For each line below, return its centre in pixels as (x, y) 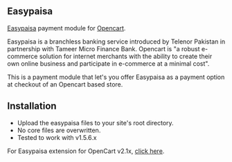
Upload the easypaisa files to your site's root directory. (96, 123)
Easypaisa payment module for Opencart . (66, 28)
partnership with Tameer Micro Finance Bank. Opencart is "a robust (104, 48)
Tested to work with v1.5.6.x (57, 137)
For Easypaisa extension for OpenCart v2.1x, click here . (86, 151)
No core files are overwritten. (59, 130)
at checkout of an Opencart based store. (65, 84)
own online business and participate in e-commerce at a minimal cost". (108, 63)
